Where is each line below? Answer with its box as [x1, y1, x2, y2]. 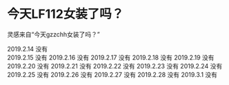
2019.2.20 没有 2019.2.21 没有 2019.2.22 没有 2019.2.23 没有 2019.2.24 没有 [7, 62, 223, 70]
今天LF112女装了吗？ [7, 6, 124, 22]
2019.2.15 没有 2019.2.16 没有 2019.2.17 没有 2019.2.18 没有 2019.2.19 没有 [7, 53, 215, 62]
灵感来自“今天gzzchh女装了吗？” [7, 30, 100, 38]
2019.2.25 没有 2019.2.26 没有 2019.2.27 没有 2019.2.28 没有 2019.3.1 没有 [7, 70, 218, 79]
